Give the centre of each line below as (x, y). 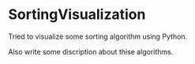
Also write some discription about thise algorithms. (91, 51)
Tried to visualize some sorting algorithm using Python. (98, 36)
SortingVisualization (77, 15)
